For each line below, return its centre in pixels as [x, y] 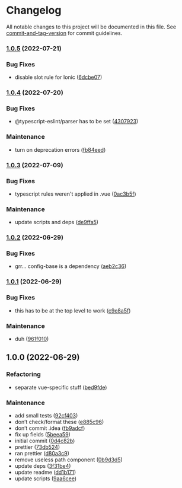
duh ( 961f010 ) [32, 339]
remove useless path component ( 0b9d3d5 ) [68, 460]
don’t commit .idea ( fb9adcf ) [50, 428]
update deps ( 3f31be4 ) [43, 465]
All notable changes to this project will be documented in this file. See [91, 27]
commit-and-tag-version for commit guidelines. [64, 33]
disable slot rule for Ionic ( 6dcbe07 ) [58, 77]
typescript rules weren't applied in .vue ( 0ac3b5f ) [75, 194]
